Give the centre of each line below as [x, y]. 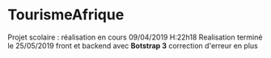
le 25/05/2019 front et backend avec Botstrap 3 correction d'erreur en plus [133, 45]
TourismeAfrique [66, 15]
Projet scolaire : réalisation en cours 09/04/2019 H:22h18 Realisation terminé [135, 37]
